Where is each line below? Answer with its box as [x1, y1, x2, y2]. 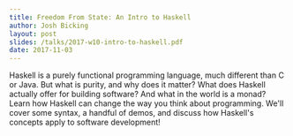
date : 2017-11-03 [9, 46, 73, 55]
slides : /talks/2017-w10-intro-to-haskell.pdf [9, 37, 184, 47]
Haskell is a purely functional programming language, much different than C [9, 70, 285, 80]
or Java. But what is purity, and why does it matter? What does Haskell [9, 79, 267, 90]
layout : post [9, 29, 57, 38]
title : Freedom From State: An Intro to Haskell [9, 12, 192, 22]
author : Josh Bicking [9, 21, 89, 30]
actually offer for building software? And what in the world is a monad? [9, 89, 267, 100]
